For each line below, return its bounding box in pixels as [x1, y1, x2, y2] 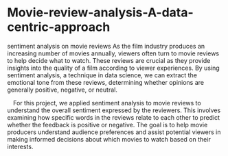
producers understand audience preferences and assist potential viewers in [7, 128, 221, 136]
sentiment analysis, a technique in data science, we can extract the [7, 70, 198, 79]
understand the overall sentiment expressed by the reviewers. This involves [7, 106, 221, 114]
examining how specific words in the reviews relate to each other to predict [7, 113, 220, 121]
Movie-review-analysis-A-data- [7, 5, 194, 21]
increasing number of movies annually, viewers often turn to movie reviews [7, 49, 220, 57]
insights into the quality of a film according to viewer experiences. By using [7, 64, 220, 72]
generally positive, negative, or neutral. [7, 86, 118, 94]
